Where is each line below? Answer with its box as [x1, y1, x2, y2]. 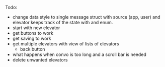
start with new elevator [12, 25, 60, 31]
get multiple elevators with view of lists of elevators [12, 41, 119, 47]
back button [20, 46, 45, 52]
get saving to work [12, 35, 51, 41]
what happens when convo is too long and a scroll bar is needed [12, 51, 147, 57]
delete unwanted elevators [12, 57, 68, 62]
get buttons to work [12, 30, 54, 36]
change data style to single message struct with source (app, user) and [12, 14, 160, 20]
